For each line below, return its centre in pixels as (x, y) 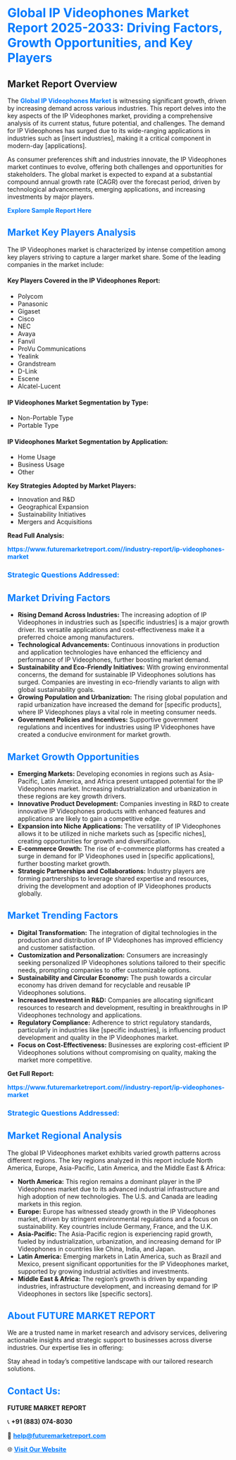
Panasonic (33, 304)
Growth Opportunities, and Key (100, 43)
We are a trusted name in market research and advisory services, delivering (117, 1332)
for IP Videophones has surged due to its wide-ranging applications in (109, 131)
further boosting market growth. (64, 863)
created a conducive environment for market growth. (94, 735)
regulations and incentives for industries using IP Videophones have (116, 727)
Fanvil (26, 341)
